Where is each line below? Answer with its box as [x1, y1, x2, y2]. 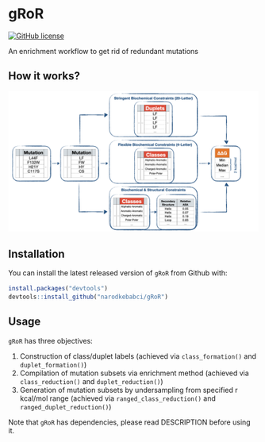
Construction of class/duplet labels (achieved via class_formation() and [19, 351, 256, 361]
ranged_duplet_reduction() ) [19, 402, 112, 411]
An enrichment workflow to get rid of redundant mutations [8, 46, 198, 56]
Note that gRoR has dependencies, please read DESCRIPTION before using [8, 417, 252, 427]
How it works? [8, 69, 81, 83]
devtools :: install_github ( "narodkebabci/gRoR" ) [8, 293, 169, 301]
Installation [8, 247, 65, 260]
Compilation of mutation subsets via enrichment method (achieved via [19, 368, 250, 378]
